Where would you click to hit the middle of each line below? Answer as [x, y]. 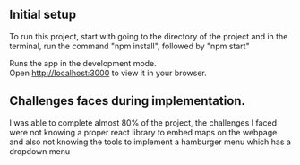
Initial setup [43, 15]
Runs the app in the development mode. [83, 63]
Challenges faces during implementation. [128, 101]
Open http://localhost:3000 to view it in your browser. [108, 73]
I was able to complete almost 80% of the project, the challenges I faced [143, 122]
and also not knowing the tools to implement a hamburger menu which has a [150, 142]
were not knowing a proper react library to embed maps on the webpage [143, 132]
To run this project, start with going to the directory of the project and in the [149, 36]
